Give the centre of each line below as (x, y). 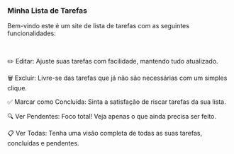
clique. (17, 88)
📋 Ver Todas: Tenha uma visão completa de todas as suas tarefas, (105, 134)
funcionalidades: (32, 33)
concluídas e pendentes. (43, 143)
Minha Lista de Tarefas (47, 11)
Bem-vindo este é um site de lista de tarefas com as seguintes (99, 26)
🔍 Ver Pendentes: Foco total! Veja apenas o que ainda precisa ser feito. (112, 117)
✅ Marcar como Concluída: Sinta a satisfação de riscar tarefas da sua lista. (117, 102)
